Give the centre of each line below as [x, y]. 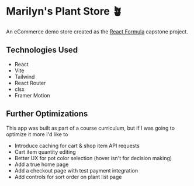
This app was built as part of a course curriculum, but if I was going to [91, 128]
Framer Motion [32, 95]
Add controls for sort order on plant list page [68, 177]
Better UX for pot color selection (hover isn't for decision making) [93, 158]
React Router [30, 83]
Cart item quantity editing [45, 152]
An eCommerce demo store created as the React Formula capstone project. [97, 31]
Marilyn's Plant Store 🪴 [64, 11]
